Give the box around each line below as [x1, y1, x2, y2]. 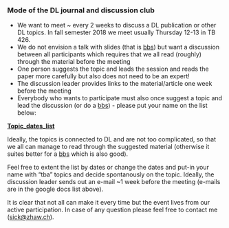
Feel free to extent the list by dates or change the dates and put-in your [7, 163, 210, 172]
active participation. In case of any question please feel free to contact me [7, 205, 218, 214]
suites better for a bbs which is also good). [7, 150, 129, 158]
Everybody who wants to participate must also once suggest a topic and [17, 94, 222, 102]
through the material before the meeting [17, 58, 131, 66]
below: [17, 109, 36, 117]
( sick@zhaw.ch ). [7, 213, 54, 221]
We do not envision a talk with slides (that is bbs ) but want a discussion [17, 43, 220, 52]
